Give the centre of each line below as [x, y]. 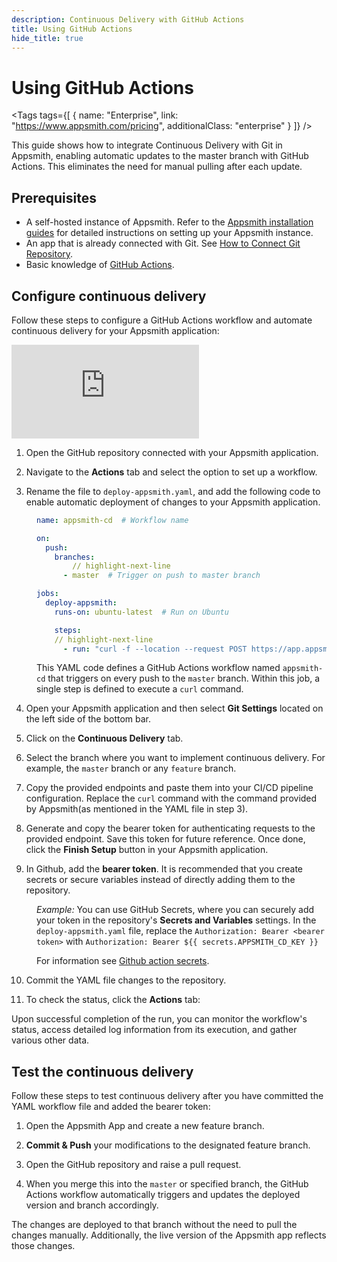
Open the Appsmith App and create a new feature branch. [145, 1126]
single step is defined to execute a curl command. [140, 689]
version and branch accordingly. [92, 1205]
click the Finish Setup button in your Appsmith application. [147, 850]
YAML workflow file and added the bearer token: [111, 1107]
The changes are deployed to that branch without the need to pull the [154, 1225]
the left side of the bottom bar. [88, 719]
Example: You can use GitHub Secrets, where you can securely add [175, 910]
